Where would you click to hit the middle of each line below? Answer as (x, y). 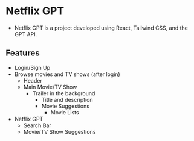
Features (23, 53)
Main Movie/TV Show (50, 87)
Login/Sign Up (32, 67)
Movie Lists (65, 112)
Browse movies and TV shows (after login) (67, 74)
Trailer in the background (64, 93)
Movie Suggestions (66, 106)
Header (33, 80)
